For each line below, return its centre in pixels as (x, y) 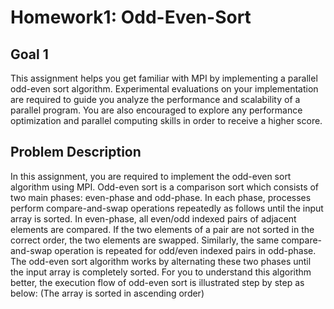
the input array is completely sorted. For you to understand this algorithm (161, 272)
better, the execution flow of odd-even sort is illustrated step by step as (157, 282)
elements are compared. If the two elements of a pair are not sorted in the (162, 229)
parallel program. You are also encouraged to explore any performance (156, 110)
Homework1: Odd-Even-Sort (131, 17)
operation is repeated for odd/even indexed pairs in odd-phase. (185, 250)
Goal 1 (29, 54)
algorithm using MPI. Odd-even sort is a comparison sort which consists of (165, 187)
